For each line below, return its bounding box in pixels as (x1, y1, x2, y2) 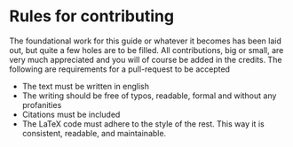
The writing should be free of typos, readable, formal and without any (21, 90, 277, 101)
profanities (21, 99, 62, 110)
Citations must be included (21, 109, 121, 120)
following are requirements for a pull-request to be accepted (9, 64, 231, 74)
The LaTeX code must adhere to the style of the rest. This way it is (21, 118, 265, 129)
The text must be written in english (21, 81, 149, 91)
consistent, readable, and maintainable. (21, 128, 167, 138)
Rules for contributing (9, 6, 175, 27)
